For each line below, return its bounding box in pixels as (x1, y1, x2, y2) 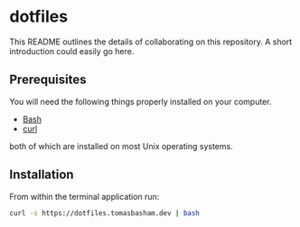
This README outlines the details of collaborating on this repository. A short (9, 36, 293, 47)
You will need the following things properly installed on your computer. (9, 96, 272, 107)
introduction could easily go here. (9, 45, 135, 56)
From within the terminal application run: (9, 191, 160, 202)
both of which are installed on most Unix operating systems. (9, 140, 233, 151)
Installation (9, 167, 74, 183)
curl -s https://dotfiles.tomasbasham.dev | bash (9, 208, 201, 218)
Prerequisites (9, 72, 87, 88)
